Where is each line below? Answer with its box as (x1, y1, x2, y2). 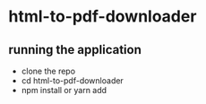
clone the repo (21, 65, 76, 76)
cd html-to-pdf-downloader (21, 75, 124, 86)
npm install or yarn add (21, 85, 107, 95)
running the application (8, 42, 142, 57)
